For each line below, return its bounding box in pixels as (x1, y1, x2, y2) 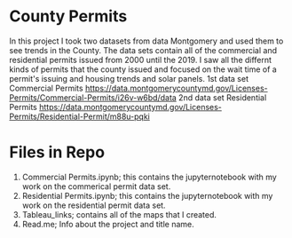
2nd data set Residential (178, 91, 267, 103)
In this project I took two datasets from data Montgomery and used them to (9, 36, 284, 46)
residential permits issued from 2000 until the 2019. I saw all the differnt (9, 54, 272, 65)
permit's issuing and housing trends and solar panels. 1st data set (9, 73, 249, 83)
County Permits (9, 6, 128, 27)
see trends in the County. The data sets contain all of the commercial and (9, 44, 278, 55)
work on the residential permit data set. (21, 200, 166, 210)
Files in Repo (9, 142, 105, 163)
